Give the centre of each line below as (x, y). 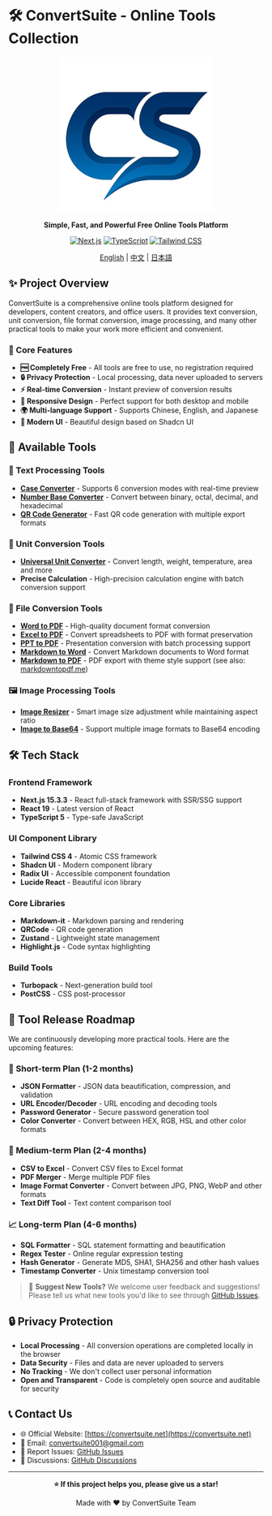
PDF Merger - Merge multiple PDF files (85, 1177)
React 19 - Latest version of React (77, 809)
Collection (44, 39)
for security (39, 1389)
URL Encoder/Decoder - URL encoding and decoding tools (119, 1104)
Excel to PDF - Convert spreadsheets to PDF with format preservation (136, 635)
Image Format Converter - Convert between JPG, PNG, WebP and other (141, 1186)
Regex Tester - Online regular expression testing (102, 1253)
